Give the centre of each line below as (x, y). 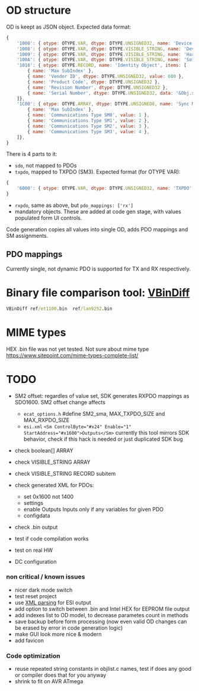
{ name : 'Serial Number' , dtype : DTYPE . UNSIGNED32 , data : (100, 93)
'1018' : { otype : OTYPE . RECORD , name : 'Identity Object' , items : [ (102, 65)
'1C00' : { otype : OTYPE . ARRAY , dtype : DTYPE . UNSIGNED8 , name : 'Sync (103, 104)
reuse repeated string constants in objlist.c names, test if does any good (103, 669)
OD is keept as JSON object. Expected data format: (69, 27)
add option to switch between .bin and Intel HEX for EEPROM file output (102, 609)
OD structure (38, 10)
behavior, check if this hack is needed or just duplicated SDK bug (103, 439)
